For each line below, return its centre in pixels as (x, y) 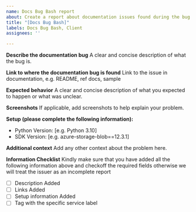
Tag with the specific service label (56, 203)
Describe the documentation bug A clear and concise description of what (96, 55)
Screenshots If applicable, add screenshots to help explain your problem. (95, 108)
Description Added (37, 183)
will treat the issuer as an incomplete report (59, 172)
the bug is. (19, 61)
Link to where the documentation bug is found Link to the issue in (87, 73)
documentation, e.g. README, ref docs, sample (64, 79)
